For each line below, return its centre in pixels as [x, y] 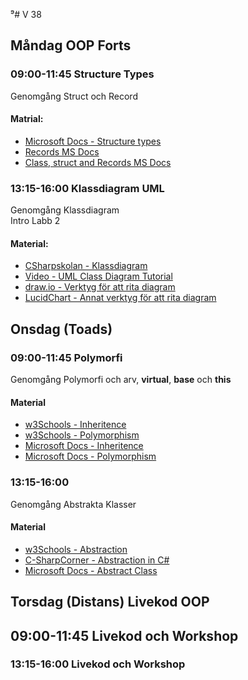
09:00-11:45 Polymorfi [66, 357]
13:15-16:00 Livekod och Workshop [98, 664]
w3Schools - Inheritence [75, 425]
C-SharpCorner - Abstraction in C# [97, 560]
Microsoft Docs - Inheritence [84, 446]
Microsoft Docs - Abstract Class [91, 570]
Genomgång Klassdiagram [65, 210]
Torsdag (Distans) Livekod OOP [110, 602]
